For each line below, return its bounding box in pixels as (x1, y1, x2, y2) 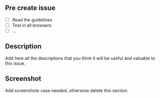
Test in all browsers (12, 22, 52, 28)
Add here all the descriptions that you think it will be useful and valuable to (5, 55, 156, 61)
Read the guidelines (12, 17, 52, 22)
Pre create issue (5, 4, 56, 12)
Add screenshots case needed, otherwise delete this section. (5, 87, 129, 93)
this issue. (5, 60, 26, 66)
